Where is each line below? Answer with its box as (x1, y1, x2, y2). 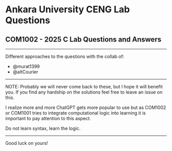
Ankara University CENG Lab (5, 4, 130, 15)
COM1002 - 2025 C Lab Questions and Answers (5, 35, 162, 44)
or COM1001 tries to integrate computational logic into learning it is (5, 110, 146, 116)
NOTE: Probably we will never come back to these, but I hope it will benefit (5, 84, 163, 89)
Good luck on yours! (5, 140, 48, 146)
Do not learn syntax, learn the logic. (5, 125, 81, 131)
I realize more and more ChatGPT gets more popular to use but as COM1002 (5, 104, 166, 110)
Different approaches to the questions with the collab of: (5, 53, 124, 60)
